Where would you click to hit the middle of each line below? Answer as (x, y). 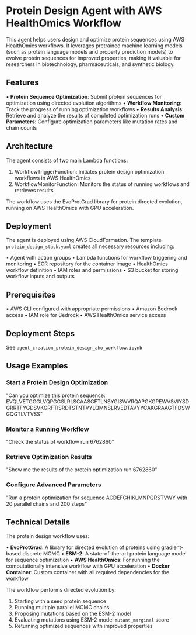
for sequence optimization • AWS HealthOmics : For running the (83, 560)
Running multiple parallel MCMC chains (62, 608)
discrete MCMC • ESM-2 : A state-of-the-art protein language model (104, 554)
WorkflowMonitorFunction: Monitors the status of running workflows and (102, 184)
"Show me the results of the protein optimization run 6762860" (82, 470)
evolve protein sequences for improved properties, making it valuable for (93, 58)
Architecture (30, 146)
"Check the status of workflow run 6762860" (60, 441)
